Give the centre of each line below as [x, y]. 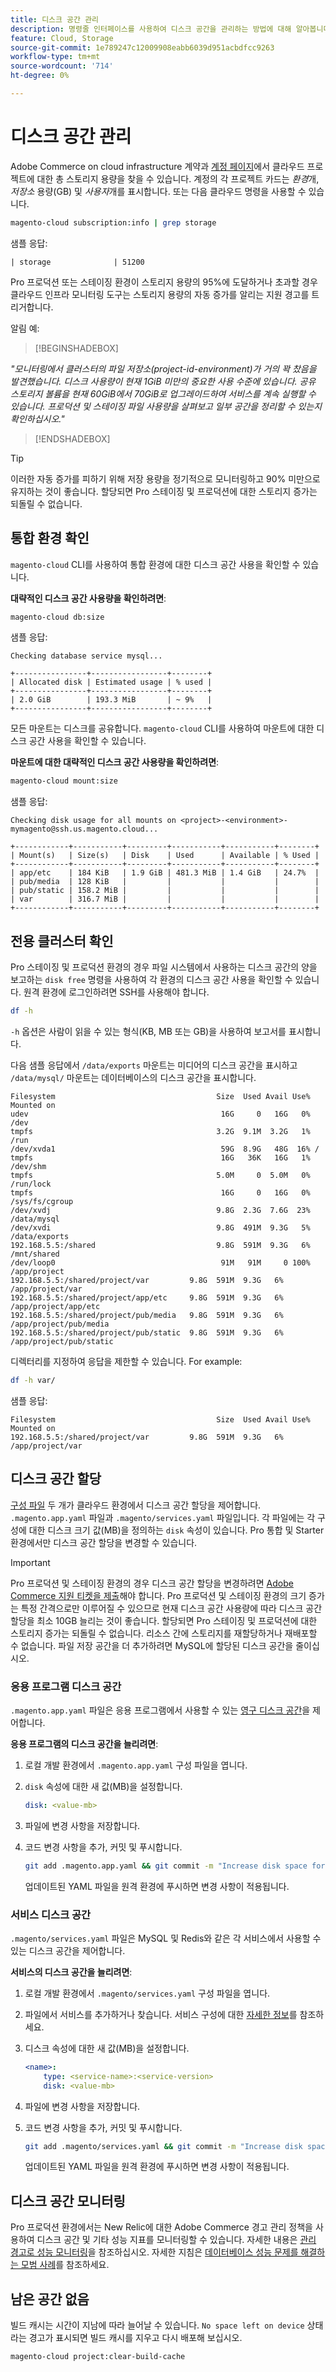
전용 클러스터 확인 [62, 941]
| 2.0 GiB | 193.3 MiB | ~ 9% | [111, 700]
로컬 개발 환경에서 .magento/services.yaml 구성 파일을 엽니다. [147, 1993]
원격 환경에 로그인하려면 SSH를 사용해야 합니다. [116, 992]
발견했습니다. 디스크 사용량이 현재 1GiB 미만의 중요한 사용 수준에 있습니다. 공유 [163, 381]
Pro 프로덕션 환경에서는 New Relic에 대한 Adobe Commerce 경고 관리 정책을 [161, 2227]
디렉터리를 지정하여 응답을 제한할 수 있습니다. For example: [126, 1361]
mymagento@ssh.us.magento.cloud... [84, 829]
